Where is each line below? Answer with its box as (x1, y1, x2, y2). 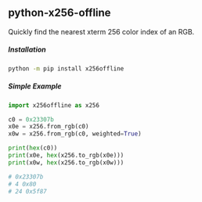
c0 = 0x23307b (8, 115, 55, 124)
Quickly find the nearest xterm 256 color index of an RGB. (8, 27, 195, 36)
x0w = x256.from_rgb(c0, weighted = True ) (8, 130, 142, 138)
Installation (8, 45, 46, 54)
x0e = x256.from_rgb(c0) (8, 123, 89, 131)
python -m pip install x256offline (8, 64, 124, 73)
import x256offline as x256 (8, 101, 100, 109)
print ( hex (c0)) (8, 144, 58, 152)
